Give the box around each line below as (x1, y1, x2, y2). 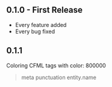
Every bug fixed (15, 28, 55, 35)
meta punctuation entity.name (21, 74, 97, 81)
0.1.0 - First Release (6, 5, 83, 15)
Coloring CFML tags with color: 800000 (6, 61, 107, 69)
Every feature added (15, 21, 67, 28)
